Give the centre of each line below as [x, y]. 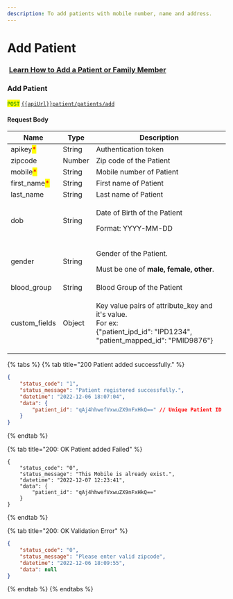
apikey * [24, 149]
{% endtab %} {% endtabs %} [50, 589]
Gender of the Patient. [132, 254]
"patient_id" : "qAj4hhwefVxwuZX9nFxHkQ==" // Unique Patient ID [127, 410]
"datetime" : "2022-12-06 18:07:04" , [73, 397]
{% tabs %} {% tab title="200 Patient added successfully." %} [96, 365]
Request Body [28, 120]
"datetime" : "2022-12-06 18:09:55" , [73, 563]
